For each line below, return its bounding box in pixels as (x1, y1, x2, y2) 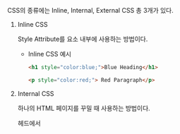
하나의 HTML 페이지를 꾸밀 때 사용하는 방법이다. (17, 104, 150, 112)
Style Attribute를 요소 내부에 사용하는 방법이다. (17, 35, 148, 43)
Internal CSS (17, 89, 54, 97)
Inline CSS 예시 (28, 50, 72, 58)
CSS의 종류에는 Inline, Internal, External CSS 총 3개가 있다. (7, 6, 174, 14)
